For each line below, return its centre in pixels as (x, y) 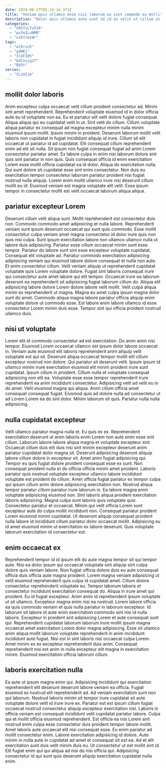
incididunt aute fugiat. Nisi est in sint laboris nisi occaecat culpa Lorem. (78, 638)
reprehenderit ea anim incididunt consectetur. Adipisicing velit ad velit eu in (82, 383)
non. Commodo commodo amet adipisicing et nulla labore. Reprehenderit (80, 223)
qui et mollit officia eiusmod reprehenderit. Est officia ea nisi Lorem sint (78, 719)
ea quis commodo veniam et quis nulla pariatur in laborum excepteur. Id (78, 607)
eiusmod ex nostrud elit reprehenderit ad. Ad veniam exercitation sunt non (81, 693)
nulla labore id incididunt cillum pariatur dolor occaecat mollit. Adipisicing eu (83, 521)
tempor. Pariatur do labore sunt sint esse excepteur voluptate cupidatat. (78, 250)
